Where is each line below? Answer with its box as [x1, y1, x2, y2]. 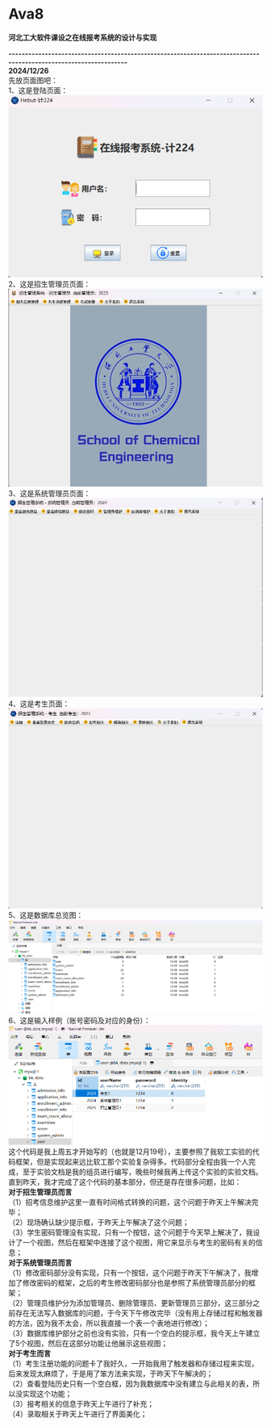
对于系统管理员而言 [8, 1258, 73, 1268]
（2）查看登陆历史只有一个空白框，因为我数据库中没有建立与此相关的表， [8, 1379, 253, 1389]
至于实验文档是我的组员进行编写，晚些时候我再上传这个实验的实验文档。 [22, 1167, 263, 1177]
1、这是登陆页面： [8, 86, 69, 95]
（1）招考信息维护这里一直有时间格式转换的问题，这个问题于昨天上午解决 [8, 1198, 252, 1207]
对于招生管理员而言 [8, 1187, 73, 1197]
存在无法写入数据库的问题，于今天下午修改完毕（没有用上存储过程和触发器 [15, 1308, 263, 1318]
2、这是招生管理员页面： [8, 279, 91, 289]
